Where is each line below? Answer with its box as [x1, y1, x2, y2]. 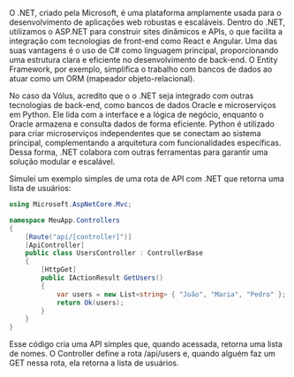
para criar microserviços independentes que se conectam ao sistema [9, 128, 262, 138]
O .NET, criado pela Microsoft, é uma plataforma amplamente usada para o [9, 8, 282, 18]
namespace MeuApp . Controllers [9, 216, 121, 225]
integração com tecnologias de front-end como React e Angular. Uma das [9, 35, 278, 46]
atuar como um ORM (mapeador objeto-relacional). [9, 73, 196, 83]
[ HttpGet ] [41, 265, 77, 274]
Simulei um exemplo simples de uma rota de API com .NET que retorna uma [9, 173, 285, 184]
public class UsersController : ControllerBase [25, 249, 203, 258]
